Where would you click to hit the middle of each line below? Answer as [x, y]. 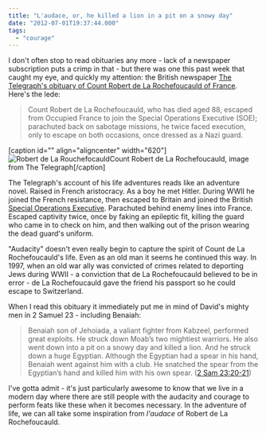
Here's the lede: [35, 94]
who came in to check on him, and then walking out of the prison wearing [129, 225]
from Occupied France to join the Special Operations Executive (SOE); [142, 118]
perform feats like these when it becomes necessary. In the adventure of [127, 405]
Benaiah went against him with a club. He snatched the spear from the [143, 365]
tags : [17, 30]
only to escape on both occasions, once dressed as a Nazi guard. [135, 135]
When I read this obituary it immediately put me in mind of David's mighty [129, 306]
